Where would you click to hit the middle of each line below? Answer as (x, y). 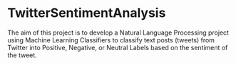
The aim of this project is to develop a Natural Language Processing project (118, 32)
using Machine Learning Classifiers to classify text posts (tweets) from (111, 40)
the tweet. (22, 55)
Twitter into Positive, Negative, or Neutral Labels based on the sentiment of (118, 47)
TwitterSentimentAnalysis (87, 13)
